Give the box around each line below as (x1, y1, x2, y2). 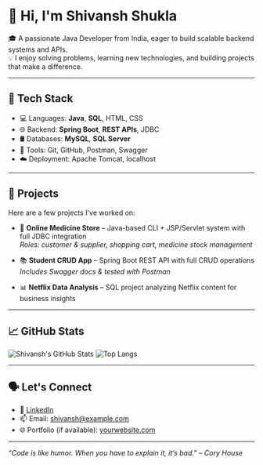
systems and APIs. (8, 45, 68, 54)
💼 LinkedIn (19, 405, 54, 415)
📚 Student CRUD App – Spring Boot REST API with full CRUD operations (19, 255, 255, 265)
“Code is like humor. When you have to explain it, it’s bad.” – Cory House (8, 449, 243, 458)
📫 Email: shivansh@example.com (19, 414, 129, 423)
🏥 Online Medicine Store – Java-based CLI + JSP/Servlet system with (19, 223, 246, 232)
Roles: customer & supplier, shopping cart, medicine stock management (19, 239, 253, 249)
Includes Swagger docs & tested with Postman (19, 267, 171, 276)
